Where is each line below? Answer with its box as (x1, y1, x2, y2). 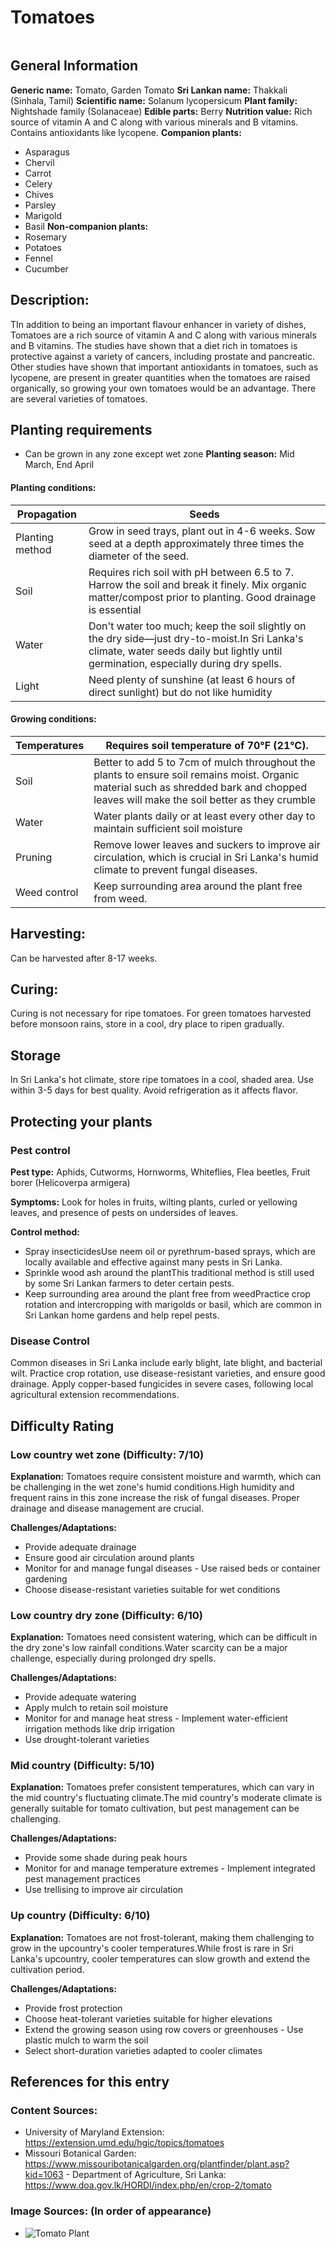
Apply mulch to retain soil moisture (24, 1702, 169, 1714)
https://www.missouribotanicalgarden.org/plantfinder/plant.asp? (24, 2158, 290, 2170)
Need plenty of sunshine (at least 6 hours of (88, 672, 296, 686)
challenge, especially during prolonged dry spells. (10, 1652, 217, 1665)
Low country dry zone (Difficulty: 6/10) (10, 1608, 203, 1622)
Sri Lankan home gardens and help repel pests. (24, 1309, 220, 1321)
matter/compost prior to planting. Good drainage (88, 590, 317, 604)
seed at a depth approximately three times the (88, 536, 305, 550)
